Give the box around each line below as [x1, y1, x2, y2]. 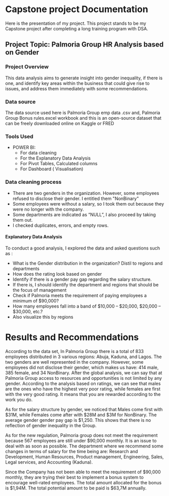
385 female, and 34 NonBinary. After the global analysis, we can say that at [5, 370, 162, 376]
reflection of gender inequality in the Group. [5, 422, 97, 428]
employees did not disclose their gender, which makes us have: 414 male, [5, 364, 159, 370]
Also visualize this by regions [12, 314, 73, 320]
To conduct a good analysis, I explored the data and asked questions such [5, 245, 160, 251]
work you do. [5, 396, 33, 403]
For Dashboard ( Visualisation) [20, 166, 83, 172]
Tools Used [5, 133, 34, 140]
